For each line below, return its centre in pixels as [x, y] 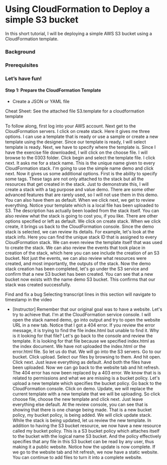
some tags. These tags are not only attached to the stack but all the [75, 179]
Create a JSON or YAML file [41, 101]
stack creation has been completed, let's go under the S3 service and [77, 269]
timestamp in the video [29, 299]
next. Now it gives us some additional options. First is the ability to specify [81, 173]
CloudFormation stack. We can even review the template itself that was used [84, 242]
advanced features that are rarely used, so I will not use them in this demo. [82, 195]
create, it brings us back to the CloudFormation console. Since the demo [80, 226]
